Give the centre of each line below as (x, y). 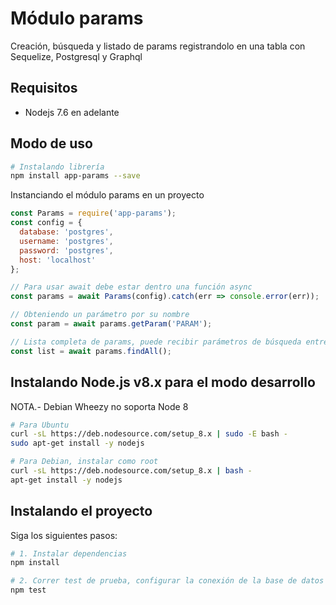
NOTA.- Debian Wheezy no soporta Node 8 (99, 406)
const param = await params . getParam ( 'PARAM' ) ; (111, 324)
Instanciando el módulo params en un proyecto (107, 195)
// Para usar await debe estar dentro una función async (131, 287)
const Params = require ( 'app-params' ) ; (93, 213)
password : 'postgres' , (66, 250)
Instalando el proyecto (81, 511)
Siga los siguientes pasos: (64, 535)
